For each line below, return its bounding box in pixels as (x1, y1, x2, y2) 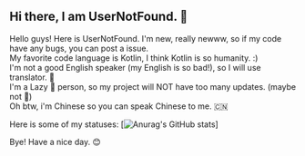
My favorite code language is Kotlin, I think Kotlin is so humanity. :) (9, 52, 259, 63)
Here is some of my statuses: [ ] (9, 119, 219, 130)
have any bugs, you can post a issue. (9, 43, 148, 54)
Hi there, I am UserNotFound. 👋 (9, 9, 188, 24)
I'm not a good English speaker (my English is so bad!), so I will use (9, 62, 261, 73)
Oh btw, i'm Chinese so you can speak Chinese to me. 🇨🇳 (9, 101, 229, 112)
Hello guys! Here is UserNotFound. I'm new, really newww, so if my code (9, 33, 282, 44)
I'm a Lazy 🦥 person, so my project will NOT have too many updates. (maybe (9, 81, 297, 92)
